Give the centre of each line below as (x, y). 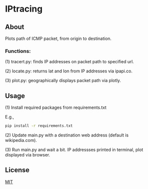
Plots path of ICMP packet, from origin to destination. (58, 38)
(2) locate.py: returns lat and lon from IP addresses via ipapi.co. (69, 71)
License (17, 170)
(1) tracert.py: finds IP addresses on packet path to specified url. (70, 62)
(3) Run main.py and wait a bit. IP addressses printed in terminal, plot (74, 150)
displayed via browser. (28, 155)
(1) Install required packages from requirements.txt (56, 107)
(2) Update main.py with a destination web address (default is (67, 135)
